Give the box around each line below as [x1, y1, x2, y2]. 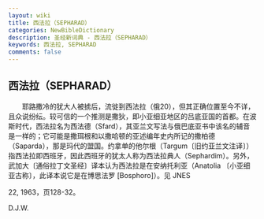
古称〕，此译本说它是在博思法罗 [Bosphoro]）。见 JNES [14, 170, 191, 180]
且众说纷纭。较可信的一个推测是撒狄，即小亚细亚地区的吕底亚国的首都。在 [8, 111, 250, 121]
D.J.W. [8, 202, 29, 213]
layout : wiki [8, 11, 51, 20]
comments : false [8, 48, 61, 56]
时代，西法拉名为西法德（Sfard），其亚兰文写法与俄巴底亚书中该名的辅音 [14, 121, 251, 131]
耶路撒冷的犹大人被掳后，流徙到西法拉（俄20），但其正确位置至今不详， [21, 102, 255, 111]
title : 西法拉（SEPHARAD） [8, 19, 91, 27]
